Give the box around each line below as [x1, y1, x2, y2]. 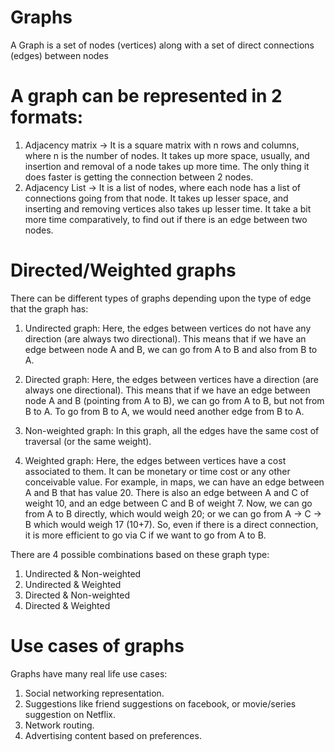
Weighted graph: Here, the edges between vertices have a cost [24, 454, 287, 466]
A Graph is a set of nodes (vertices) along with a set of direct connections [10, 39, 315, 51]
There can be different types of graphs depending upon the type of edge [10, 292, 312, 304]
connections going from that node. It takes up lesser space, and [24, 192, 289, 204]
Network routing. [24, 719, 95, 731]
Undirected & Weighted [24, 578, 122, 590]
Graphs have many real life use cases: [10, 667, 168, 680]
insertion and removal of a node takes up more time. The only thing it [24, 160, 310, 172]
